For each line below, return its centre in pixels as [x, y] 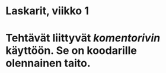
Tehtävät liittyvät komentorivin [83, 38]
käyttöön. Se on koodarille [71, 51]
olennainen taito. [48, 63]
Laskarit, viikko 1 [47, 11]
